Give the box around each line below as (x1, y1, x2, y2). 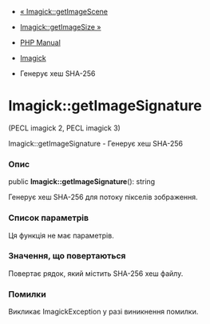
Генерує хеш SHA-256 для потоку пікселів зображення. (8, 192, 198, 202)
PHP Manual (19, 38, 61, 47)
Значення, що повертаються (8, 250, 126, 262)
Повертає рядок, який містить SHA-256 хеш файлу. (8, 268, 184, 278)
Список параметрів (8, 212, 89, 223)
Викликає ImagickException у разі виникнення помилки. (8, 307, 199, 317)
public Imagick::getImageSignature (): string (8, 177, 156, 186)
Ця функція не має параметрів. (8, 230, 114, 240)
